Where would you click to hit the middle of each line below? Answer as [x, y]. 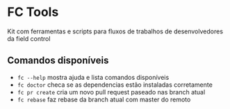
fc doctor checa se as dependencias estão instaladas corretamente [115, 85]
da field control [29, 38]
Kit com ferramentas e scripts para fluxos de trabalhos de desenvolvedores [115, 31]
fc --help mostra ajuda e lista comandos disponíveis [93, 77]
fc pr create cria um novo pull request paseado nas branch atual [111, 92]
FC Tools [33, 12]
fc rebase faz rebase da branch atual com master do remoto [104, 99]
